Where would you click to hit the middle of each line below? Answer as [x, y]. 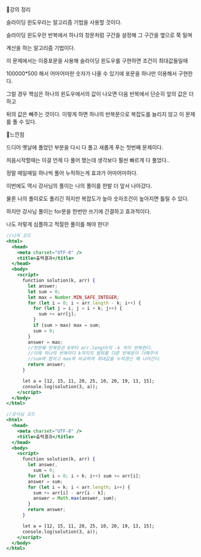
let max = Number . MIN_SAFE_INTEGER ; [74, 297]
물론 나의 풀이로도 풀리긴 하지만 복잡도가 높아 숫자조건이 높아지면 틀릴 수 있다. [98, 199]
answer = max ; [45, 342]
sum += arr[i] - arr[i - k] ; [70, 493]
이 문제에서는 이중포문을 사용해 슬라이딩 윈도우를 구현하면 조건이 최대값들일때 [97, 61]
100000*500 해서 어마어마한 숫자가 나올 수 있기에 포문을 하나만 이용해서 [92, 74]
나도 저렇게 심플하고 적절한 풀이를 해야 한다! [58, 224]
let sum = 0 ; [44, 292]
